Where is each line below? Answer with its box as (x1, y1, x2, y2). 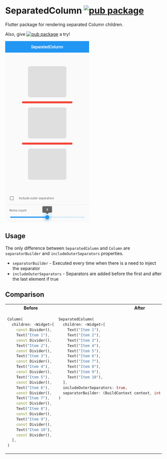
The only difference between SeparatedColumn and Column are (5, 245, 130, 251)
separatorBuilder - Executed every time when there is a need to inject (12, 260, 157, 266)
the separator (12, 265, 41, 271)
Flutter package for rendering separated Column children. (5, 21, 123, 27)
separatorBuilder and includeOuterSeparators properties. (5, 250, 124, 256)
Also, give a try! (5, 31, 71, 37)
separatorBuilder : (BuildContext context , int (63, 390, 161, 396)
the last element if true (12, 276, 59, 282)
